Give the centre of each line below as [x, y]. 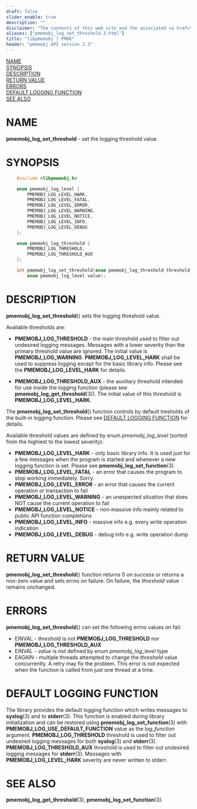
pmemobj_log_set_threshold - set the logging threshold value [81, 138]
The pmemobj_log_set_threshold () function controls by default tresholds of [98, 411]
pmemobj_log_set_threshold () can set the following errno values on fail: [94, 627]
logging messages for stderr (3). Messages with [64, 754]
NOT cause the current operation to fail [62, 503]
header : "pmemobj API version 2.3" [50, 45]
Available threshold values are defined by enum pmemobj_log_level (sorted [97, 435]
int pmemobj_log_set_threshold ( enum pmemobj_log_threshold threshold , [105, 270]
